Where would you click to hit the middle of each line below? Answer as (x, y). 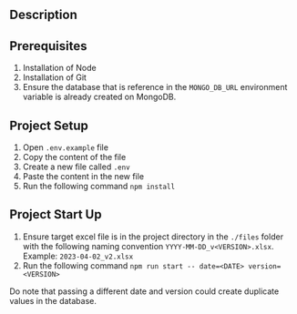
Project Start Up (56, 214)
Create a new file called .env (76, 167)
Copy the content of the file (74, 157)
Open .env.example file (66, 147)
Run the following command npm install (99, 187)
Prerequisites (48, 46)
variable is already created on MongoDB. (99, 97)
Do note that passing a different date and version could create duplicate (144, 291)
